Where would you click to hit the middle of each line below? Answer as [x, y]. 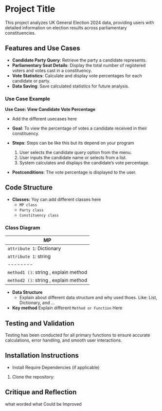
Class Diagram [23, 227]
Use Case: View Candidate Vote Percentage [50, 109]
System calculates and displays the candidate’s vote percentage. [84, 163]
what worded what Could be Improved [43, 404]
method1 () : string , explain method [47, 272]
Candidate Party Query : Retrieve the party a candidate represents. [79, 60]
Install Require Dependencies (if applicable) [56, 367]
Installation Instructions [42, 356]
